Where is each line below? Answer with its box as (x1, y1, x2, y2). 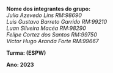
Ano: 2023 (6, 61, 34, 68)
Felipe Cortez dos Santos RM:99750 (6, 31, 98, 38)
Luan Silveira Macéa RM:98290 (6, 24, 87, 32)
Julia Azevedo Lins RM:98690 (6, 12, 82, 19)
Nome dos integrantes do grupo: (6, 5, 90, 12)
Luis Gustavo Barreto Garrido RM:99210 (6, 18, 108, 25)
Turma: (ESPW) (6, 49, 46, 57)
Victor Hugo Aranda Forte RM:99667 (6, 38, 99, 44)
